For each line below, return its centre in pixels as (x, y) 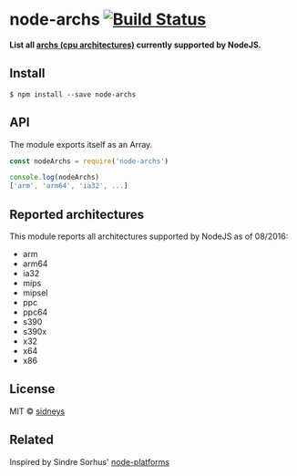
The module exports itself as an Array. (81, 144)
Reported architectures (77, 214)
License (32, 389)
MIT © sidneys (37, 411)
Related (32, 440)
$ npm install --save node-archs (73, 94)
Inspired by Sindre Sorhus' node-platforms (90, 461)
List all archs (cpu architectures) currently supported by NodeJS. (135, 45)
